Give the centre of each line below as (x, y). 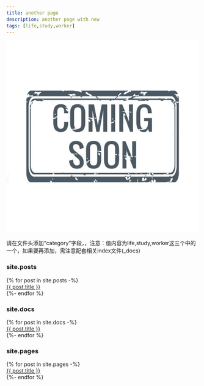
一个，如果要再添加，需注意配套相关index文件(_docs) (73, 251)
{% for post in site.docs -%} (42, 322)
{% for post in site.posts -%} (42, 280)
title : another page (33, 13)
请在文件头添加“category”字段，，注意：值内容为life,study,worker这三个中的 (101, 243)
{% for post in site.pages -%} (43, 364)
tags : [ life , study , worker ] (41, 26)
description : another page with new (53, 19)
